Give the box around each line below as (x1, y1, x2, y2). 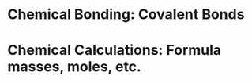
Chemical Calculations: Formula (7, 41, 222, 60)
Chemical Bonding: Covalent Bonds (7, 5, 245, 23)
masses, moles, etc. (7, 58, 141, 76)
